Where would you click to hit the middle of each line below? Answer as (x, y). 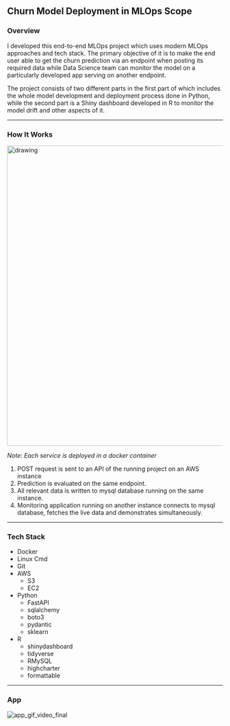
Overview (24, 31)
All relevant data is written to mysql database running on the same (110, 491)
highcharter (43, 668)
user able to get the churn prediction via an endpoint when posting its (105, 60)
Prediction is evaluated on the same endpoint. (81, 483)
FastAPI (38, 602)
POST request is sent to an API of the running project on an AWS (108, 469)
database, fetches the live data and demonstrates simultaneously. (110, 512)
